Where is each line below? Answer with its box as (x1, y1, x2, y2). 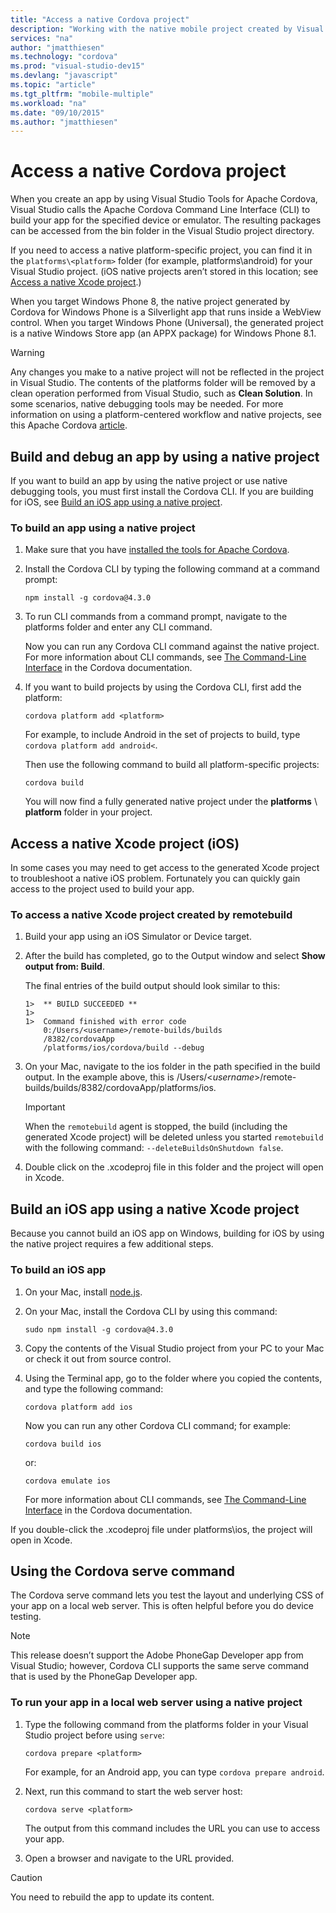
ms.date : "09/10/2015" (10, 107, 105, 118)
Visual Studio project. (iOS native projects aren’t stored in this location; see (10, 266, 319, 278)
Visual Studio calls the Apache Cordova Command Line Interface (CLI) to (10, 204, 311, 216)
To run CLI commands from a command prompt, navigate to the (24, 611, 288, 623)
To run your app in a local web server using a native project (10, 1696, 303, 1710)
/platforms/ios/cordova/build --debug (43, 1043, 205, 1053)
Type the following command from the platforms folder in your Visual (24, 1718, 309, 1730)
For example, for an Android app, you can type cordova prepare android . (24, 1766, 325, 1778)
